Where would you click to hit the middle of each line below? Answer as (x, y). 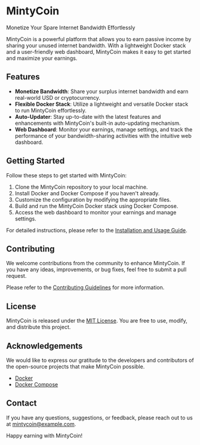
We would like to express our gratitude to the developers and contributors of (100, 360)
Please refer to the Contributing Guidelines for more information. (85, 287)
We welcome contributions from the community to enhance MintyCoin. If (96, 263)
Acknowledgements (44, 346)
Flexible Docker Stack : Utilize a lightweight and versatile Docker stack (101, 104)
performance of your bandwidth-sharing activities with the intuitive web (103, 136)
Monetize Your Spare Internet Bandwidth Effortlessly (71, 27)
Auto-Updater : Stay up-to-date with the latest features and (88, 116)
